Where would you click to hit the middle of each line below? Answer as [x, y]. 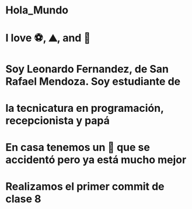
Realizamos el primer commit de [85, 186]
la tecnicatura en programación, [85, 108]
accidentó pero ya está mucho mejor [96, 160]
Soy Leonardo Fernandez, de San [87, 69]
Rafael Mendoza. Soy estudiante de [93, 81]
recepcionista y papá [58, 120]
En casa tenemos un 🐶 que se [78, 147]
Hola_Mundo [37, 10]
